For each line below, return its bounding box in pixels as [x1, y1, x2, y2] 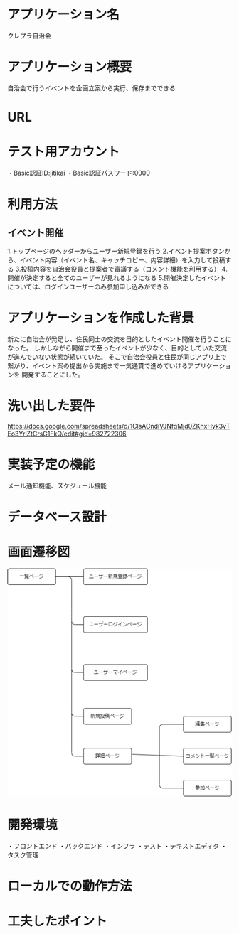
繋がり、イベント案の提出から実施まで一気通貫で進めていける [7, 361, 188, 370]
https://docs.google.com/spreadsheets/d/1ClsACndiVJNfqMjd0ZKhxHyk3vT [7, 422, 230, 430]
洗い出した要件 [7, 398, 95, 414]
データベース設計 [7, 509, 107, 525]
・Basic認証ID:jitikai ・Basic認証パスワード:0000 [7, 168, 151, 177]
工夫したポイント [7, 913, 108, 930]
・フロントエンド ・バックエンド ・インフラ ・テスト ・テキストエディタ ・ [7, 842, 228, 850]
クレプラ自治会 [7, 31, 51, 40]
